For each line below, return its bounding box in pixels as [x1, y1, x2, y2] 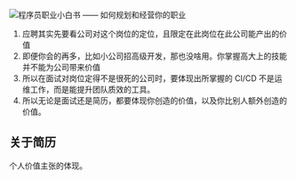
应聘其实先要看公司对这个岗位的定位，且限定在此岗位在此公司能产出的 [21, 28, 280, 39]
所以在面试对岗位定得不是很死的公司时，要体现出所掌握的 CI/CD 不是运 [21, 73, 283, 84]
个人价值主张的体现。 [9, 160, 87, 171]
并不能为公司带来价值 [21, 62, 100, 72]
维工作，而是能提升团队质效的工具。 [21, 85, 156, 94]
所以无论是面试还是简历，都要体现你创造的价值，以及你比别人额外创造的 [21, 95, 287, 106]
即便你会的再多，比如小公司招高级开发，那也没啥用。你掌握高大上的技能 [21, 51, 287, 61]
